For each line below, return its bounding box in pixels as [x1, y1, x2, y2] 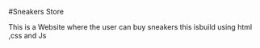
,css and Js [8, 31, 47, 40]
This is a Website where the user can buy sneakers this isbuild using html [8, 22, 253, 31]
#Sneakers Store [8, 7, 65, 16]
